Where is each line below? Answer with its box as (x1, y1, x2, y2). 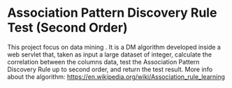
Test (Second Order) (7, 20, 128, 36)
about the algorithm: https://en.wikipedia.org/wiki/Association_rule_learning (7, 72, 226, 81)
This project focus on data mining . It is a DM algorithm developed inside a (7, 43, 222, 51)
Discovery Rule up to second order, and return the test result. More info (7, 65, 213, 73)
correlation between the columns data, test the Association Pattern (7, 57, 200, 66)
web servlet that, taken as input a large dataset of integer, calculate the (7, 50, 212, 59)
